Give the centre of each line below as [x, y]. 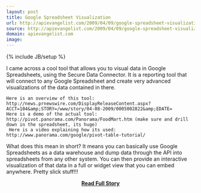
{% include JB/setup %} [36, 57]
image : [14, 40]
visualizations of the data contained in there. [61, 87]
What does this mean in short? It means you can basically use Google [92, 146]
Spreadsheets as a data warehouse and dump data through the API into [94, 153]
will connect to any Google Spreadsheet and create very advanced [89, 81]
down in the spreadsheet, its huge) [52, 125]
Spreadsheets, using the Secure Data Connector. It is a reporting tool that [97, 75]
